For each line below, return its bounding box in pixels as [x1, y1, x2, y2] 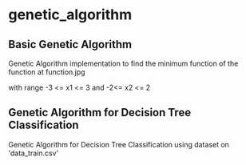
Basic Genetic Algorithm [8, 38, 133, 51]
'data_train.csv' [8, 148, 59, 158]
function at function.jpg [8, 67, 85, 77]
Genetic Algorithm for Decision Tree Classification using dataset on [8, 139, 230, 149]
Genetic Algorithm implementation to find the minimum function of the [8, 58, 239, 68]
